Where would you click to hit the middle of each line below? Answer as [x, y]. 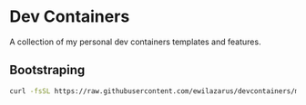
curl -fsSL [30, 91]
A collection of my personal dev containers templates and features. [135, 42]
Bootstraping [47, 70]
